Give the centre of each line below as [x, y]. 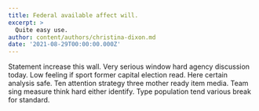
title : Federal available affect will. [73, 15]
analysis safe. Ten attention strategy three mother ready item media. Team [128, 84]
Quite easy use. [42, 30]
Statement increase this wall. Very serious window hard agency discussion [129, 66]
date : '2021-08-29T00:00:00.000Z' [65, 45]
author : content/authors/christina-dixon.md [82, 37]
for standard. [29, 100]
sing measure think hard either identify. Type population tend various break [129, 91]
